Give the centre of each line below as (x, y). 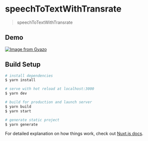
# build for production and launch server (49, 102)
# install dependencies (29, 76)
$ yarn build (18, 107)
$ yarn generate (21, 125)
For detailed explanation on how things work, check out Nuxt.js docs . (74, 134)
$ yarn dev (16, 94)
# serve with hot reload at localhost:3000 (50, 89)
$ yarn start (18, 111)
